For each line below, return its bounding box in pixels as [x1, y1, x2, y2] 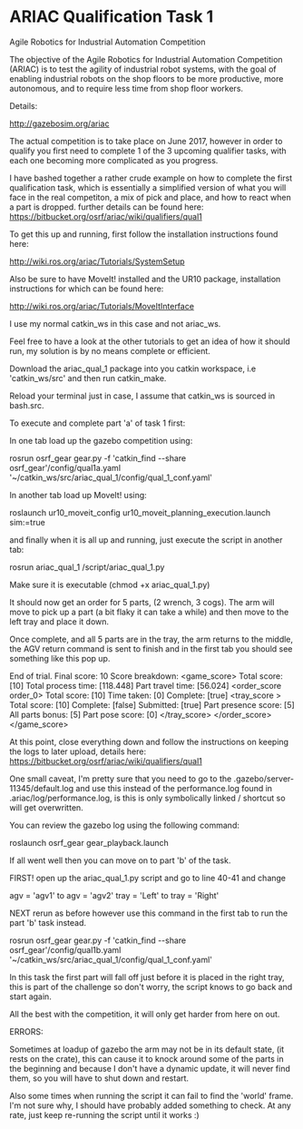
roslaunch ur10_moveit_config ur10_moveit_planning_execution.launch [9, 506, 271, 518]
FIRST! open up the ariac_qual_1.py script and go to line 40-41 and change [9, 872, 287, 883]
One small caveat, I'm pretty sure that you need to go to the [9, 773, 232, 784]
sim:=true [9, 516, 45, 527]
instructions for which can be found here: [9, 283, 164, 294]
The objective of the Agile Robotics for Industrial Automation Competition [9, 54, 283, 64]
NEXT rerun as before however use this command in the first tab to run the [9, 908, 288, 918]
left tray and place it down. [9, 615, 110, 627]
